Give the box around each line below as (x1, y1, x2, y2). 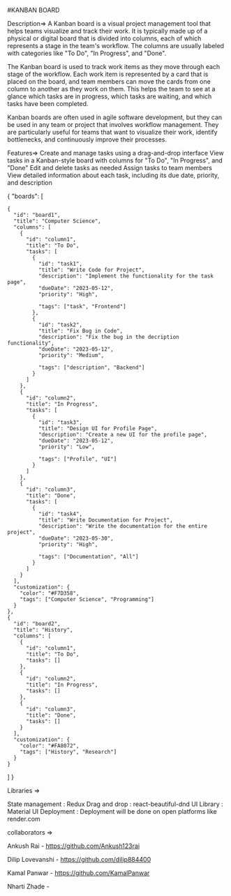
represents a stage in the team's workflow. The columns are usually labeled (7, 42, 225, 50)
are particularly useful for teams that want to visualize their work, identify (7, 128, 218, 136)
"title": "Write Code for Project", (38, 266, 145, 273)
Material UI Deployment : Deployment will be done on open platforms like (7, 807, 218, 815)
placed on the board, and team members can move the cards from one (7, 77, 211, 86)
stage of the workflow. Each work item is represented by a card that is (7, 70, 209, 78)
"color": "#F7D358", (20, 590, 80, 597)
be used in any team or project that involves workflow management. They (7, 121, 219, 128)
